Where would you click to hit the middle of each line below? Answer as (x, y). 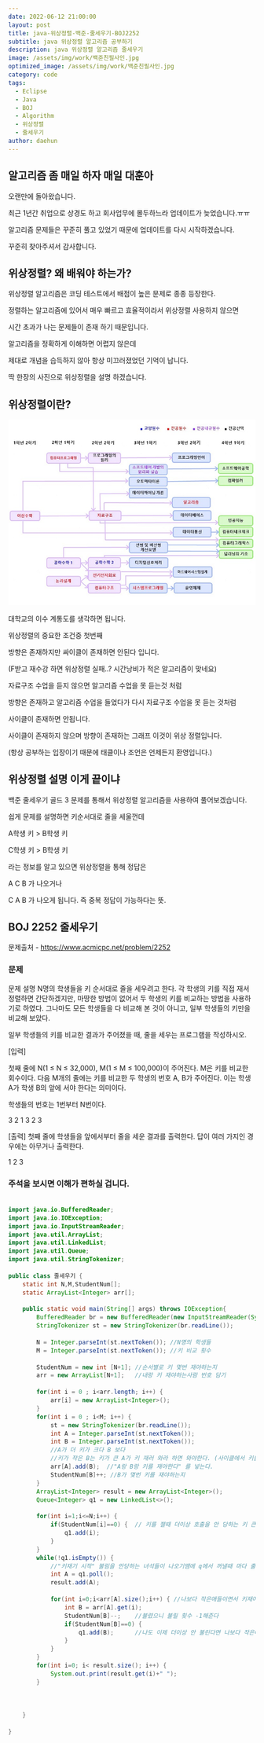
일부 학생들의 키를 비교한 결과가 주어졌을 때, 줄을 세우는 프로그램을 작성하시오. (128, 1034)
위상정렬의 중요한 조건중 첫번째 (56, 635)
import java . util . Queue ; (49, 1251)
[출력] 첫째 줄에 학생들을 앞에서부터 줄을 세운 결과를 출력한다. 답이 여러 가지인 (127, 1136)
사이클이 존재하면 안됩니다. (49, 718)
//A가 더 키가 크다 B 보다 (88, 1450)
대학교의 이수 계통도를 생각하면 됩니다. (67, 618)
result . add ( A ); (75, 1583)
